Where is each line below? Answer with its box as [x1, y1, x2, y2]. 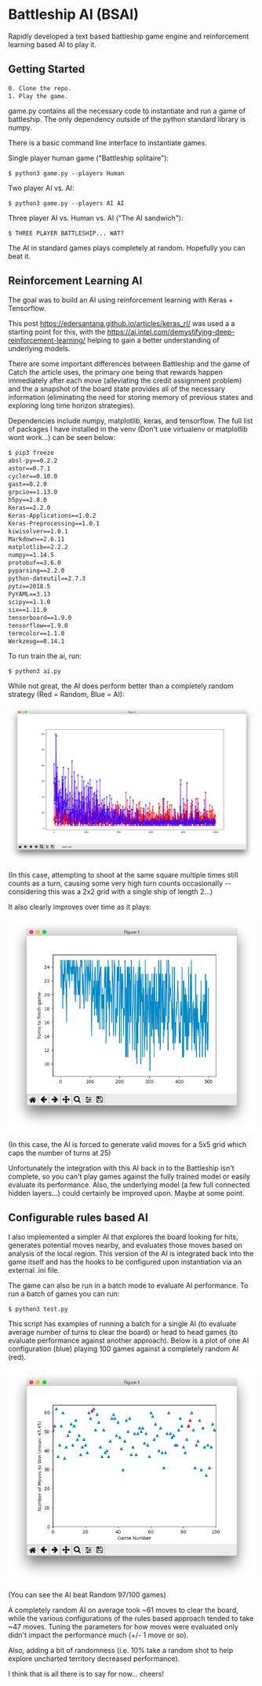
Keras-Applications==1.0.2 [8, 511, 96, 519]
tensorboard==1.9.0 [8, 614, 72, 621]
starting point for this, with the [8, 327, 106, 336]
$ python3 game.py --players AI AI [8, 199, 125, 207]
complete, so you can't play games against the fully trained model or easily [8, 1172, 251, 1182]
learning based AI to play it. [8, 39, 96, 49]
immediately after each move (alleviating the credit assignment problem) [8, 376, 242, 385]
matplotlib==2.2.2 [8, 543, 68, 551]
